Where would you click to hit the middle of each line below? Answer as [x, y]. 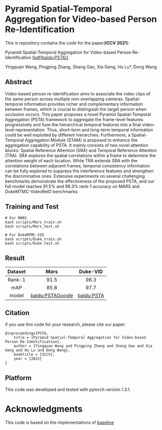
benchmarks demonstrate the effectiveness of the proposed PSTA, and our [80, 181]
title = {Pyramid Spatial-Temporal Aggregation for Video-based [80, 338]
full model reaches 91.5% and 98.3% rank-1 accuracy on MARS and [72, 186]
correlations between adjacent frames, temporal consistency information [77, 166]
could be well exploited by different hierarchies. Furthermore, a [68, 135]
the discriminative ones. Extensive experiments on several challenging [75, 176]
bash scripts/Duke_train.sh [33, 239]
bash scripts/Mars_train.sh [33, 222]
